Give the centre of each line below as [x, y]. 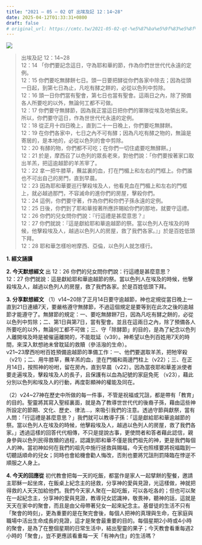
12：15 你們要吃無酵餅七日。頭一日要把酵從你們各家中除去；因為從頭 [106, 80]
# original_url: [26, 29]
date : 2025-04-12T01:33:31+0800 [47, 17]
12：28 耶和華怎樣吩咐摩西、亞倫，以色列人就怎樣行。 [88, 246]
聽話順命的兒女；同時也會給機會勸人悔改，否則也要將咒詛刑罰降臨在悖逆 [101, 455]
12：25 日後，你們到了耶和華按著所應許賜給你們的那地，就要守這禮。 [106, 208]
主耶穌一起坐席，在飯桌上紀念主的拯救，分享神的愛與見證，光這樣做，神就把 [101, 483]
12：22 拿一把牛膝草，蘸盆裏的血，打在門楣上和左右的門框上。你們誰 [107, 171]
